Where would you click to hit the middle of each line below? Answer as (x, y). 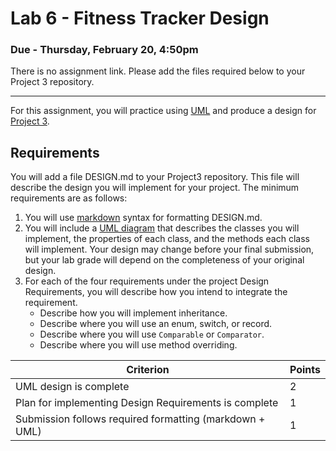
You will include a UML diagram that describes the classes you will (162, 228)
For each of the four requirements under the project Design (147, 281)
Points (305, 370)
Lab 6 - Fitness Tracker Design (140, 18)
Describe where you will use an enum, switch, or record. (156, 324)
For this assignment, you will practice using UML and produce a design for (163, 111)
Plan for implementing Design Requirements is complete (147, 403)
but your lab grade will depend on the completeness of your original (164, 260)
